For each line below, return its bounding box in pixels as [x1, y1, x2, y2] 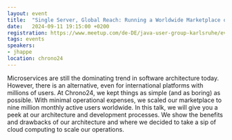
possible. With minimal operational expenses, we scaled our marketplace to [7, 96, 222, 104]
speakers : [7, 42, 36, 49]
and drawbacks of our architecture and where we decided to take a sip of [7, 118, 216, 126]
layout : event [7, 10, 48, 17]
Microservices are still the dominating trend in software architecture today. [7, 74, 220, 82]
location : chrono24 [7, 55, 64, 62]
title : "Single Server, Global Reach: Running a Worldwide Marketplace [7, 17, 221, 23]
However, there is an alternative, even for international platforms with [7, 81, 204, 90]
